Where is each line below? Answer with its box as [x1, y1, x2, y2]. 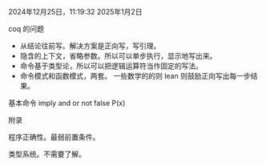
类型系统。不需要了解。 [8, 149, 86, 159]
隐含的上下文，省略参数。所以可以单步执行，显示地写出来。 [19, 51, 217, 60]
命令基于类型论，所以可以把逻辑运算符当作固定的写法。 [19, 61, 203, 71]
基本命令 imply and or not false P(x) [8, 99, 126, 107]
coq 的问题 [8, 24, 44, 34]
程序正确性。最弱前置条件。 [8, 132, 100, 142]
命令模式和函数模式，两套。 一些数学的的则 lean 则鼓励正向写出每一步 [19, 71, 251, 80]
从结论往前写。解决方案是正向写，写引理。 [19, 41, 161, 51]
